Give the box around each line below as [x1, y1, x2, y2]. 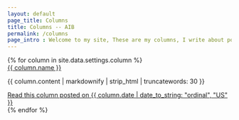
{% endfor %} [7, 106, 48, 114]
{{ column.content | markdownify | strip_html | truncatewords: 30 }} [7, 77, 205, 85]
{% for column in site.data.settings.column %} [7, 56, 143, 64]
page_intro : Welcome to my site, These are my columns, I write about [7, 37, 224, 44]
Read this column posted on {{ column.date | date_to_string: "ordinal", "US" [7, 91, 228, 100]
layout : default [7, 10, 55, 18]
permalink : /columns [7, 30, 69, 37]
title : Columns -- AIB [7, 23, 75, 30]
